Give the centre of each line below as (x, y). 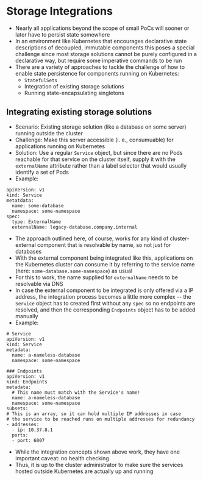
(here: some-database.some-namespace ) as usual (74, 271)
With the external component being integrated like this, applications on (104, 258)
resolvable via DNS (39, 283)
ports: (20, 435)
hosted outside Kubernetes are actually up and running (84, 471)
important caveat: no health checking (62, 458)
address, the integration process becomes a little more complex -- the (103, 296)
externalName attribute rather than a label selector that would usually (101, 165)
